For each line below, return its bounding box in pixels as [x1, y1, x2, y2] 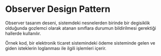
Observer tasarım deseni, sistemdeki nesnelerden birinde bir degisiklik [5, 20, 150, 26]
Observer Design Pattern [5, 3, 111, 15]
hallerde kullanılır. [5, 30, 41, 36]
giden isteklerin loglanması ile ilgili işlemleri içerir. [5, 45, 106, 51]
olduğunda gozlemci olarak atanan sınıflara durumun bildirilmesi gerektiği [5, 25, 156, 31]
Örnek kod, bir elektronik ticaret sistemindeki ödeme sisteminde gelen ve [5, 40, 155, 46]
